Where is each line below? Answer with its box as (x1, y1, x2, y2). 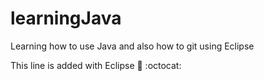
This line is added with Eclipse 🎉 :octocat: (10, 59, 182, 71)
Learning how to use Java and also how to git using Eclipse (10, 40, 255, 52)
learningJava (10, 7, 122, 30)
